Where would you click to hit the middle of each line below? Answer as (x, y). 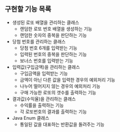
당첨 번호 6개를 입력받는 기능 (49, 48)
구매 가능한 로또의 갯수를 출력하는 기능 (58, 92)
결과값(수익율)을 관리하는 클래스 (44, 99)
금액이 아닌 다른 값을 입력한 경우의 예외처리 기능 (67, 80)
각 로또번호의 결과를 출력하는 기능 (53, 112)
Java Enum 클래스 (31, 118)
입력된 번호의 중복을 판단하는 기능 (53, 54)
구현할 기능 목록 (28, 9)
